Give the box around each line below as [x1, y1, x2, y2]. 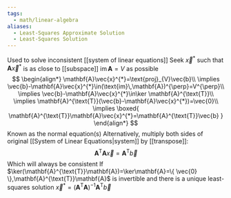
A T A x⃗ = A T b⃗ [94, 148, 138, 157]
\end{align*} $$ [93, 119, 139, 128]
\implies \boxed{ [92, 104, 139, 112]
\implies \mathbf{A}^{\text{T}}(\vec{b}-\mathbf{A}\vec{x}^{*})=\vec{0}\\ [13, 97, 219, 106]
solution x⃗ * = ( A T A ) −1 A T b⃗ [31, 182, 112, 191]
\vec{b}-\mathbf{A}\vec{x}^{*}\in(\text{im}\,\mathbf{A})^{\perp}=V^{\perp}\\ [7, 82, 225, 90]
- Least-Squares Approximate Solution [13, 29, 125, 37]
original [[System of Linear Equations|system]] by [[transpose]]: [7, 137, 189, 146]
